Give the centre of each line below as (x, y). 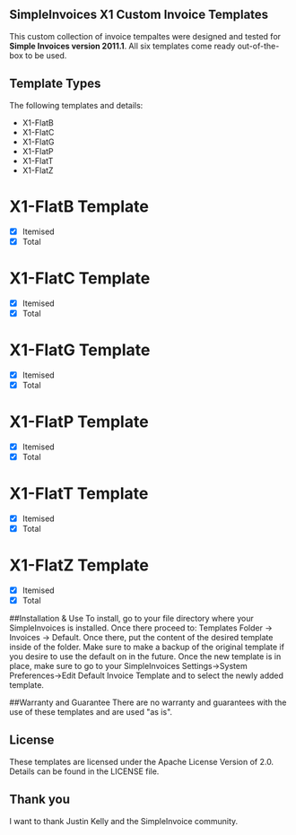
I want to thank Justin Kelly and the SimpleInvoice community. (124, 821)
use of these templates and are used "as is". (91, 712)
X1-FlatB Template (79, 206)
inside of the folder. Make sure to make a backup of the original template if (147, 647)
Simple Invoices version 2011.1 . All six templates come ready (122, 46)
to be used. (46, 55)
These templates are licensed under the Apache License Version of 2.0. (142, 761)
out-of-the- (258, 46)
